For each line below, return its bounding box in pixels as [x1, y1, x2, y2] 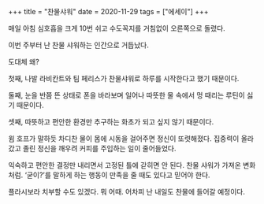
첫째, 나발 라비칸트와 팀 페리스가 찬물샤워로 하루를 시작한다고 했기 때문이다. [8, 74, 240, 83]
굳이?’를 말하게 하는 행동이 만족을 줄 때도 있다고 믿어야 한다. [26, 170, 210, 180]
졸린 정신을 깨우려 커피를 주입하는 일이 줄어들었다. [22, 144, 177, 153]
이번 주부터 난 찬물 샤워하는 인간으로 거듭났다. [8, 40, 150, 50]
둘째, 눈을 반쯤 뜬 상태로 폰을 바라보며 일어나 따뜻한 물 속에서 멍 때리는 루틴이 [8, 91, 246, 100]
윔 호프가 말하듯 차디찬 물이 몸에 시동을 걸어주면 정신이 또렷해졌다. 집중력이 [8, 134, 240, 143]
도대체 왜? [8, 57, 39, 66]
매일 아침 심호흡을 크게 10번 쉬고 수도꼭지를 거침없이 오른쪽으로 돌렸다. [8, 24, 226, 33]
